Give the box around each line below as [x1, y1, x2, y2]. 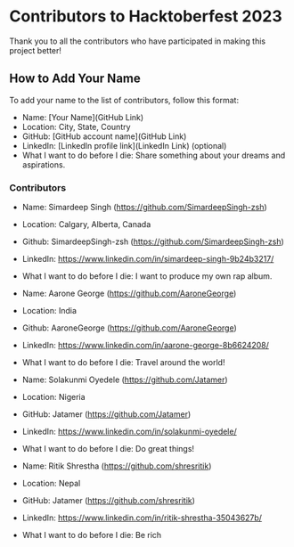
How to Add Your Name [9, 71, 141, 86]
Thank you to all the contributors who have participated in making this [9, 36, 265, 46]
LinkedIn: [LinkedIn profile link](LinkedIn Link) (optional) [21, 140, 227, 151]
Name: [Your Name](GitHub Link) [21, 111, 144, 122]
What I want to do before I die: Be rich [21, 530, 162, 541]
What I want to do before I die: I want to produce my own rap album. [21, 271, 273, 282]
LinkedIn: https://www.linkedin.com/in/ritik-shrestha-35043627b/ [21, 512, 263, 523]
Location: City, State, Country [21, 121, 131, 132]
